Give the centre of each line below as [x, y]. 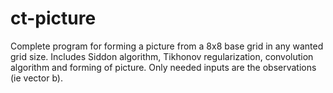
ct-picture [53, 18]
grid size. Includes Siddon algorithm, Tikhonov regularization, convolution [162, 56]
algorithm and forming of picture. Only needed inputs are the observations [163, 67]
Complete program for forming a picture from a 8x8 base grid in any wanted [167, 46]
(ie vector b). [36, 78]
